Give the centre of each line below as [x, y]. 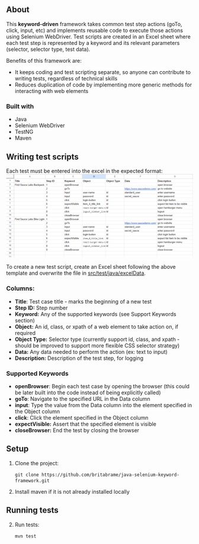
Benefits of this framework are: [44, 60]
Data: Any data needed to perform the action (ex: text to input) [91, 352]
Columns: [20, 288]
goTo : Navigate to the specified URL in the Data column [82, 398]
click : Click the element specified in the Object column [81, 417]
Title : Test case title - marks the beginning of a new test [83, 301]
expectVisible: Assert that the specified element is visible [86, 424]
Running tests [33, 511]
